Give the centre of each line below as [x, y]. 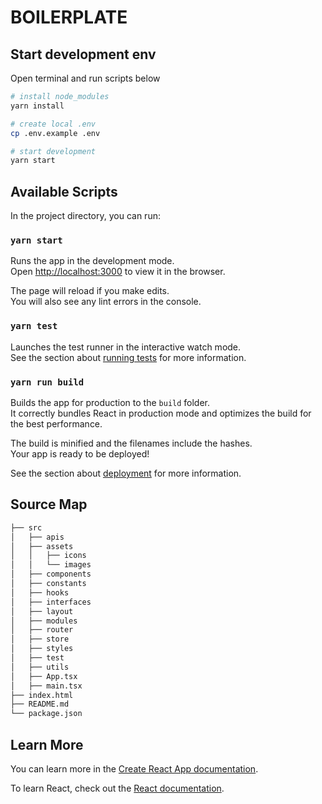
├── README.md [40, 704]
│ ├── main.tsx [46, 686]
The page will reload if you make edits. [90, 291]
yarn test [34, 326]
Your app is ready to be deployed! [80, 453]
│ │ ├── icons [48, 556]
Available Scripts [64, 191]
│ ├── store [40, 639]
